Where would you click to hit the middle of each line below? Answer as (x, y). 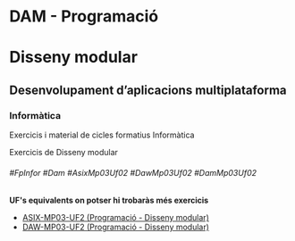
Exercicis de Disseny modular (64, 153)
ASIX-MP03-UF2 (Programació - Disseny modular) (116, 218)
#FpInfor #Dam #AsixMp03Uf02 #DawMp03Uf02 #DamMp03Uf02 (133, 172)
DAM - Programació (84, 17)
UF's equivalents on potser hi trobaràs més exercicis (109, 200)
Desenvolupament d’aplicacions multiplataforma (148, 90)
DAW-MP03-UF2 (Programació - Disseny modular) (116, 227)
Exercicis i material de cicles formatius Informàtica (102, 135)
